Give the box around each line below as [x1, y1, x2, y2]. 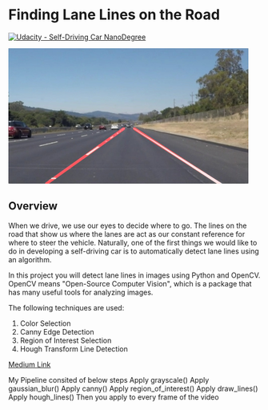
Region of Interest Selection [19, 335, 112, 345]
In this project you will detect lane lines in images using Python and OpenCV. [8, 270, 261, 280]
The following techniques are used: [8, 302, 125, 312]
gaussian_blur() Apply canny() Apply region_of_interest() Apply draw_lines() [8, 384, 258, 393]
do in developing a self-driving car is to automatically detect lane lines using [8, 246, 260, 256]
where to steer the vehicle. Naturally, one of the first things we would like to [8, 237, 258, 247]
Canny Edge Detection [19, 327, 94, 336]
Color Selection [19, 319, 71, 328]
